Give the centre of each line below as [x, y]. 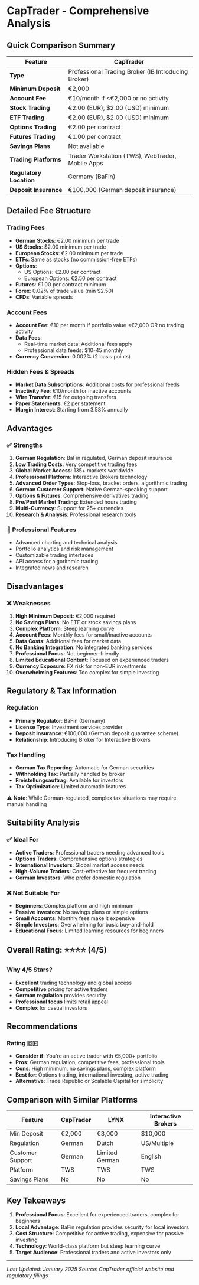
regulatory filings [27, 1275]
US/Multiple [157, 1143]
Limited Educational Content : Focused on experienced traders [92, 660]
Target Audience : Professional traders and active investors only [93, 1252]
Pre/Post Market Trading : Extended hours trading [76, 502]
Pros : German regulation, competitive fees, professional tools [90, 1062]
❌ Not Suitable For [33, 893]
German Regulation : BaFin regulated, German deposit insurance [94, 458]
